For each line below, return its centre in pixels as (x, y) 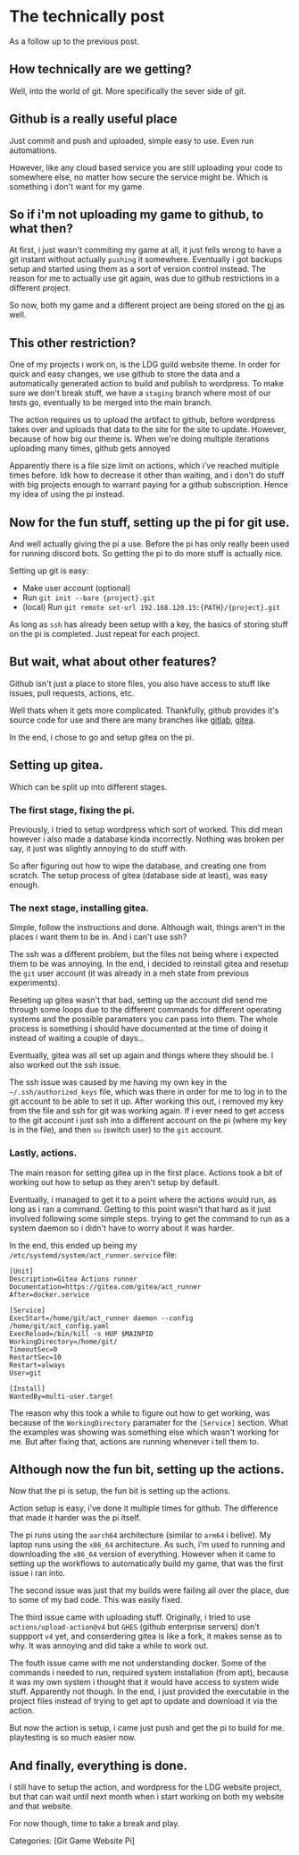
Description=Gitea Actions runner (74, 1279)
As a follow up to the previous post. (75, 41)
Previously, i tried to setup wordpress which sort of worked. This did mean (146, 829)
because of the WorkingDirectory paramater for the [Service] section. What (149, 1422)
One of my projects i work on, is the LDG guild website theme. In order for (145, 365)
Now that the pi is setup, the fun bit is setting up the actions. (120, 1491)
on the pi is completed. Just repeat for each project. (105, 634)
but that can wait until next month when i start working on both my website (147, 1797)
